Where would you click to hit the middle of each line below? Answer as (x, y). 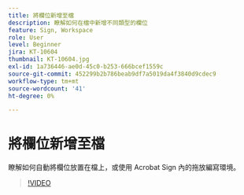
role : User (26, 37)
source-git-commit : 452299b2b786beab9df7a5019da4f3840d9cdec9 (112, 74)
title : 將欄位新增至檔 (41, 15)
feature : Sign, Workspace (50, 30)
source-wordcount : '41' (47, 88)
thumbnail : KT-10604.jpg (49, 60)
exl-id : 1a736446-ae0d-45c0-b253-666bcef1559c (86, 67)
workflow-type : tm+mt (44, 81)
